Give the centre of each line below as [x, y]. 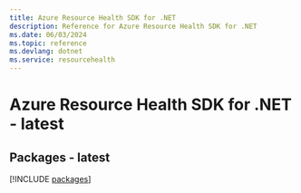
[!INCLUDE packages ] [50, 179]
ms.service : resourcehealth [63, 60]
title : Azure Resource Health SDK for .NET [93, 18]
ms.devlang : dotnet [46, 52]
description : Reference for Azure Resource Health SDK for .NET [133, 26]
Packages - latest [60, 157]
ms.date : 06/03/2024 [49, 34]
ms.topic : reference [49, 43]
